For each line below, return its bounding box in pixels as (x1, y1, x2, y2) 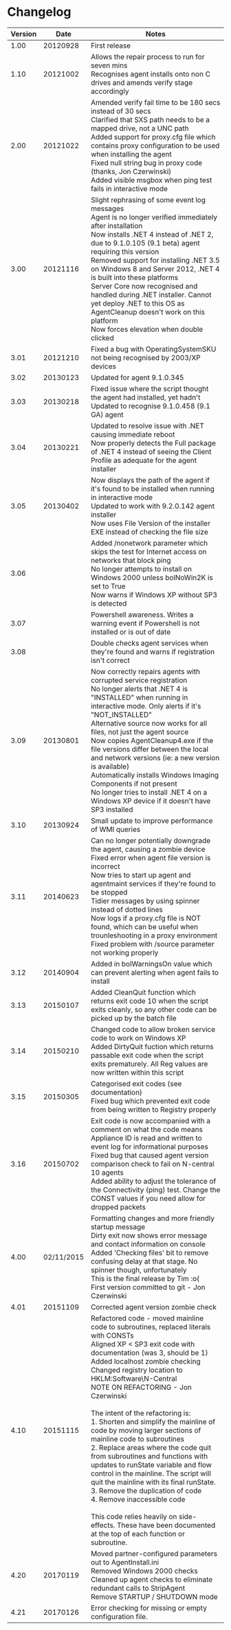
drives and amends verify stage (90, 77, 193, 87)
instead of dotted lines (90, 904, 163, 914)
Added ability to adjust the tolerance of (90, 1176, 217, 1186)
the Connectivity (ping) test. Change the (90, 1184, 221, 1194)
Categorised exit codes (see (90, 1079, 182, 1089)
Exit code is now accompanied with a (90, 1115, 211, 1125)
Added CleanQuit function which (90, 987, 196, 997)
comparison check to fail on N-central (90, 1159, 214, 1169)
